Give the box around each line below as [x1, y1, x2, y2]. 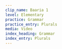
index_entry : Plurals [5, 36, 51, 41]
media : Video [5, 27, 33, 32]
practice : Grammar [5, 17, 44, 22]
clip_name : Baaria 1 [5, 7, 49, 13]
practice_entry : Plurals [5, 21, 57, 27]
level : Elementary [5, 12, 44, 17]
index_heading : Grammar [5, 31, 55, 36]
